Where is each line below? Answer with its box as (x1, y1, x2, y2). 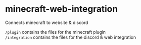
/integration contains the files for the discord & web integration (5, 34, 136, 40)
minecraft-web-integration (5, 3, 118, 15)
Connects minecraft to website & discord (5, 20, 88, 25)
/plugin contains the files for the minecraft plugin (5, 29, 106, 35)
